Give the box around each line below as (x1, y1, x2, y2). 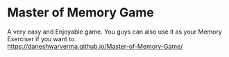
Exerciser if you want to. (7, 34, 76, 43)
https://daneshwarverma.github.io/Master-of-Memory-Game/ (7, 42, 183, 50)
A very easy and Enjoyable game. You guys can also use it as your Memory (7, 27, 222, 36)
